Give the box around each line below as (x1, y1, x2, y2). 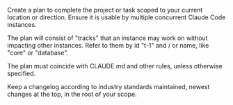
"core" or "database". (7, 48, 69, 57)
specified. (7, 69, 36, 77)
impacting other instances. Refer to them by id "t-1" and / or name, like (7, 41, 209, 49)
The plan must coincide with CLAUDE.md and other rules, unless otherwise (7, 62, 223, 70)
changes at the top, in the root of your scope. (7, 90, 137, 98)
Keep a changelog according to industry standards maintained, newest (7, 83, 210, 90)
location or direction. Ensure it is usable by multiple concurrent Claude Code (7, 13, 226, 21)
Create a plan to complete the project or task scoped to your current (7, 6, 203, 14)
